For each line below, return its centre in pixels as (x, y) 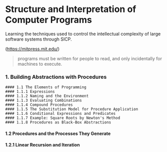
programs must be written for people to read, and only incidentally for (90, 58)
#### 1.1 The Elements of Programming (46, 87)
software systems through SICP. (38, 39)
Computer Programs (49, 20)
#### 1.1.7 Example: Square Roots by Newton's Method (63, 118)
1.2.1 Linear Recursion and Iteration (43, 145)
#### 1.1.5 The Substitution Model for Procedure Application (72, 109)
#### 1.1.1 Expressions (30, 92)
